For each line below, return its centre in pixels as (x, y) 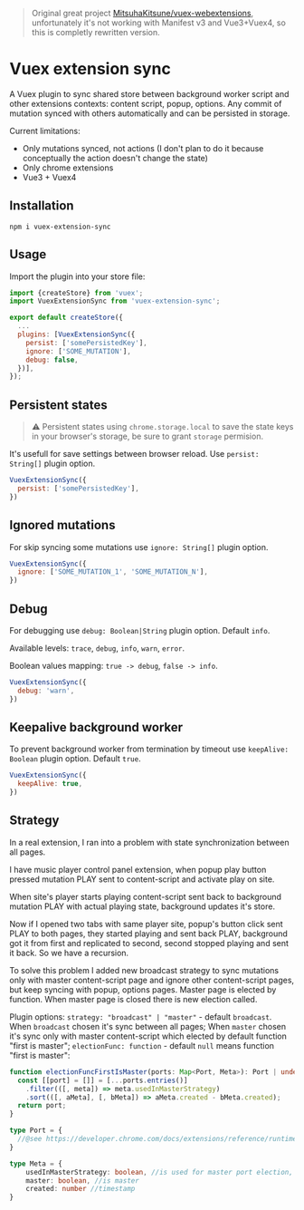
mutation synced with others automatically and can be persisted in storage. (150, 113)
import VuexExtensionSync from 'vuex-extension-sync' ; (115, 301)
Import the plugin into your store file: (77, 276)
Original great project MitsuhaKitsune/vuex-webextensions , (142, 13)
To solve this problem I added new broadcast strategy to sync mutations (144, 970)
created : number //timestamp (81, 1189)
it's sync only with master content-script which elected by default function (148, 1036)
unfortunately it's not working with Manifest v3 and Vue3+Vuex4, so (159, 23)
